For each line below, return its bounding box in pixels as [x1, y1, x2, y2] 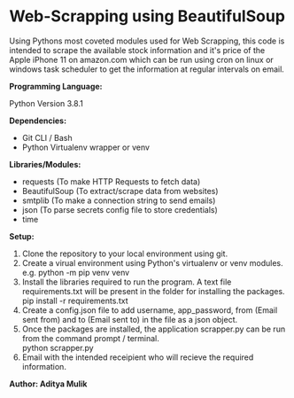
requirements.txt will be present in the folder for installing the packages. [21, 285, 285, 296]
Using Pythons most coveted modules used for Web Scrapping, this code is [9, 35, 285, 46]
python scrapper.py [21, 342, 95, 353]
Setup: [9, 230, 35, 241]
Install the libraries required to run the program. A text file [21, 277, 232, 287]
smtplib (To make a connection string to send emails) [21, 195, 216, 206]
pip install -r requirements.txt [21, 295, 128, 306]
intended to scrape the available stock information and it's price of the [9, 44, 266, 55]
